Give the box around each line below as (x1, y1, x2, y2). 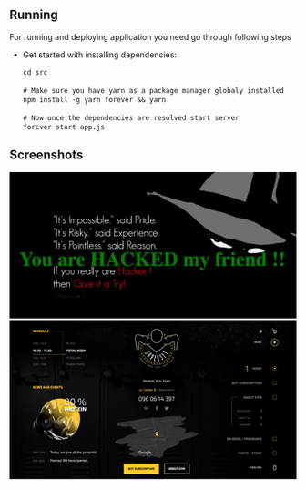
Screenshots (9, 148, 84, 163)
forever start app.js (22, 122, 105, 131)
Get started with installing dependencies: (22, 49, 178, 60)
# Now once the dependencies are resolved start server (22, 113, 240, 122)
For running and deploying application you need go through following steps (9, 31, 291, 42)
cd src (22, 67, 48, 76)
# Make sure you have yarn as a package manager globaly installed (22, 86, 284, 95)
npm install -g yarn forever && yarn (22, 95, 167, 104)
